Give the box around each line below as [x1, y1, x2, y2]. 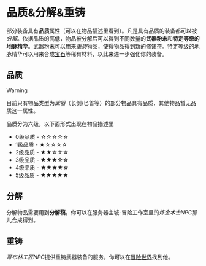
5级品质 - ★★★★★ [15, 171, 69, 179]
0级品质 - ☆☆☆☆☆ [15, 133, 69, 140]
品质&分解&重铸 [6, 6, 86, 20]
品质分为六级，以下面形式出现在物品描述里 [6, 120, 114, 127]
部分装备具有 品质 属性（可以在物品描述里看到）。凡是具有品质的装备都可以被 [6, 27, 197, 34]
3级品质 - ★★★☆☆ [15, 156, 69, 163]
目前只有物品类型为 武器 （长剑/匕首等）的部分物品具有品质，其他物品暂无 [6, 99, 191, 106]
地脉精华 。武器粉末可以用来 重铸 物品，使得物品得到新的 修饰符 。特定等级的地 [6, 42, 200, 50]
